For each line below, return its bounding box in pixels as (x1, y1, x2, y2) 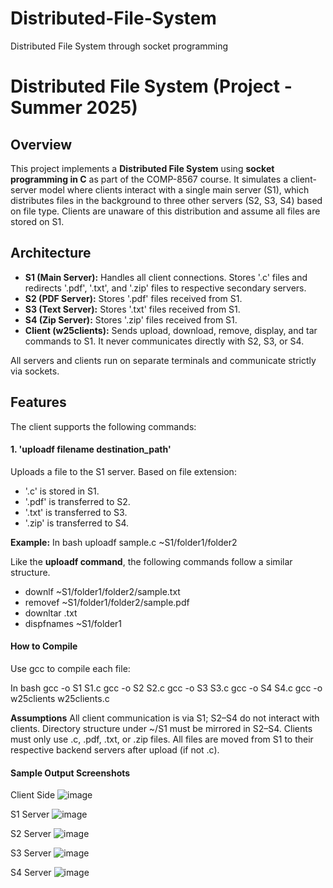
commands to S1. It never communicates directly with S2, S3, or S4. (24, 335, 305, 347)
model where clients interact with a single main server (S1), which (39, 183, 310, 196)
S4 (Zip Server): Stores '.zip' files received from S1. (24, 313, 238, 326)
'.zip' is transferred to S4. (24, 517, 130, 529)
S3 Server (10, 847, 52, 859)
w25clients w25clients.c (10, 692, 110, 704)
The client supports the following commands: (10, 420, 197, 432)
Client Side (10, 789, 56, 801)
